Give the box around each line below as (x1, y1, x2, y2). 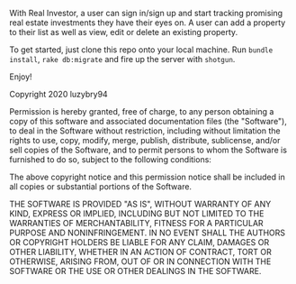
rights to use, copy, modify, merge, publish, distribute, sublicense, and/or (9, 135, 281, 145)
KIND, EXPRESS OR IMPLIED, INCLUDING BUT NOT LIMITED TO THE (9, 208, 265, 219)
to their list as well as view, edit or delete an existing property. (9, 27, 238, 37)
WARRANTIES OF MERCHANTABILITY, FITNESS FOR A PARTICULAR (9, 218, 264, 228)
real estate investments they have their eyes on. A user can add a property (9, 17, 286, 28)
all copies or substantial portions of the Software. (9, 181, 192, 192)
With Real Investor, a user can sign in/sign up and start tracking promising (9, 8, 283, 18)
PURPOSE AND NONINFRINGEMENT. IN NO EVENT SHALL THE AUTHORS (9, 227, 286, 238)
